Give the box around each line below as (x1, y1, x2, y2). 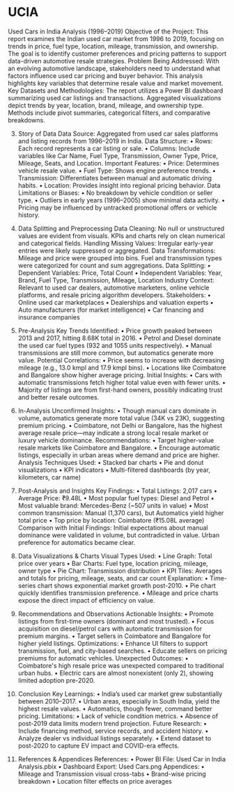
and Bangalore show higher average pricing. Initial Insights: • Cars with (17, 370, 222, 379)
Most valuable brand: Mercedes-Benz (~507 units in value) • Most (17, 501, 208, 509)
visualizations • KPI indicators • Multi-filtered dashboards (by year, (17, 466, 211, 474)
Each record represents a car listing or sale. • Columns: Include (17, 144, 201, 152)
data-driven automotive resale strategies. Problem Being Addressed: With (8, 56, 219, 65)
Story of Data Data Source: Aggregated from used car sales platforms (17, 129, 219, 138)
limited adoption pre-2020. (17, 676, 95, 684)
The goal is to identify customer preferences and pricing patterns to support (8, 49, 227, 58)
